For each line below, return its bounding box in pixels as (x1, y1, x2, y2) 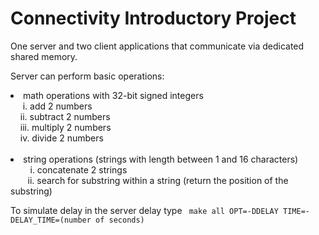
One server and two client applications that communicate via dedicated (10, 40, 305, 52)
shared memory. (10, 50, 78, 62)
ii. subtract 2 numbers (19, 110, 111, 122)
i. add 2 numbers (22, 100, 93, 112)
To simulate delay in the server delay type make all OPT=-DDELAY (10, 204, 279, 216)
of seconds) (95, 215, 145, 225)
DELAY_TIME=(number (10, 215, 92, 225)
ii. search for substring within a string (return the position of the (27, 174, 289, 186)
